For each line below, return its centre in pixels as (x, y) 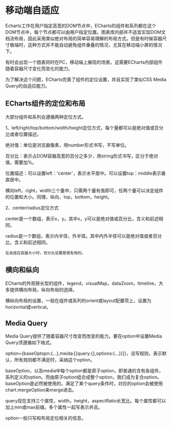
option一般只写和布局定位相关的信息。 (46, 418)
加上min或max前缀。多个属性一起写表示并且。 (54, 407)
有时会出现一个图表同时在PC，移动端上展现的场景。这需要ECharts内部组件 (84, 62)
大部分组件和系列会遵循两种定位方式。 (46, 117)
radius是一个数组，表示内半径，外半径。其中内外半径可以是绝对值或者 (79, 236)
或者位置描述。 (25, 134)
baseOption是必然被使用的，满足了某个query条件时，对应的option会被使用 (84, 384)
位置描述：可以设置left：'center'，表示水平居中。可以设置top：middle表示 (83, 173)
